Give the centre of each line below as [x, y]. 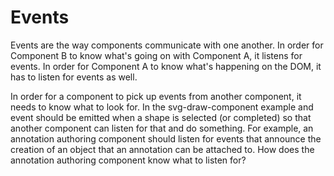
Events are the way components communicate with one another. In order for [167, 45]
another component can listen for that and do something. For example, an [162, 128]
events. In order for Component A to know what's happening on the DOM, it [166, 66]
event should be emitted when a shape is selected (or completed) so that [161, 117]
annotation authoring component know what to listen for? [128, 160]
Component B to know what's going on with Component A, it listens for [156, 55]
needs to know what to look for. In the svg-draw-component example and [162, 107]
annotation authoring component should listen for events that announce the [166, 138]
